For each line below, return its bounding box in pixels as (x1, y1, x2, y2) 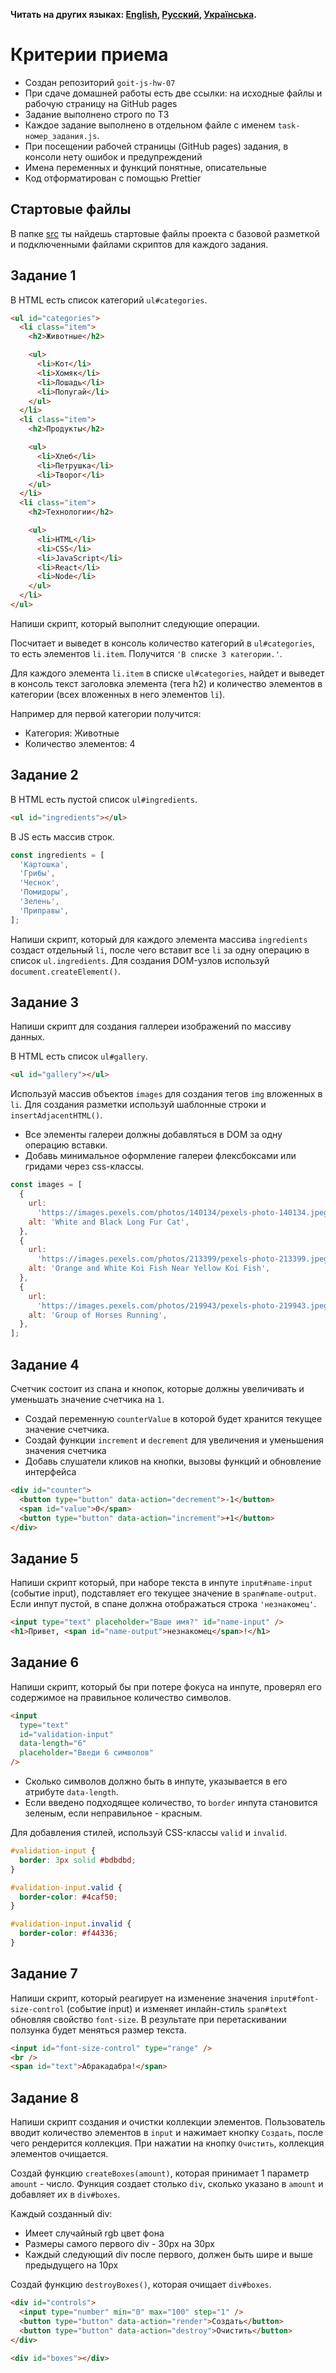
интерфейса (24, 1466, 77, 1478)
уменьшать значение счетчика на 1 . (10, 1394, 165, 1405)
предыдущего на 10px (24, 2259, 119, 2271)
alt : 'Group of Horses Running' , (28, 1310, 168, 1320)
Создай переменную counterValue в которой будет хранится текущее (24, 1413, 323, 1424)
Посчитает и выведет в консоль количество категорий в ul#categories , (10, 637, 315, 649)
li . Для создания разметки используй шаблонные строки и (10, 1099, 267, 1111)
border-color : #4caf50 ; (19, 1892, 118, 1902)
